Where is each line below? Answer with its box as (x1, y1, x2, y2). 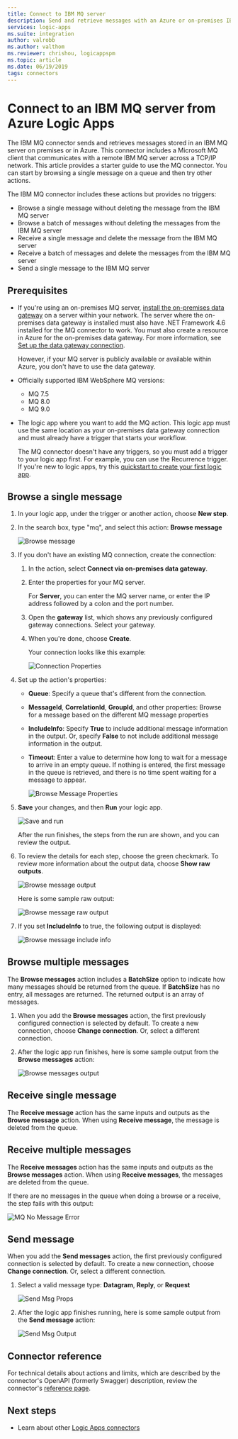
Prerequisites (7, 284, 68, 296)
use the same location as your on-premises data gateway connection (17, 426, 220, 435)
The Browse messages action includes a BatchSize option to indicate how (7, 975, 226, 983)
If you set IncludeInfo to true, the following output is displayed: (17, 922, 202, 931)
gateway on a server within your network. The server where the (17, 311, 204, 320)
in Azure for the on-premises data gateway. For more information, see (17, 334, 222, 342)
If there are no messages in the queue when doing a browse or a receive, (7, 1192, 221, 1200)
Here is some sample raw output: (17, 895, 115, 903)
